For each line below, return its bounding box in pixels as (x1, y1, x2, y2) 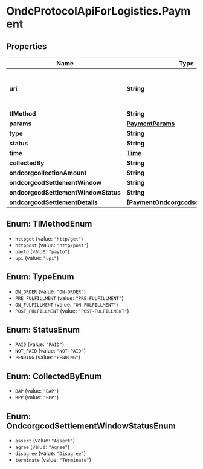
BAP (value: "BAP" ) (14, 387, 59, 394)
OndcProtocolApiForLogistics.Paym (6, 4, 191, 18)
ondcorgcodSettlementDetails (9, 198, 98, 207)
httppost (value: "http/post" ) (14, 241, 89, 248)
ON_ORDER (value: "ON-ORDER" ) (14, 288, 86, 295)
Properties (6, 41, 47, 52)
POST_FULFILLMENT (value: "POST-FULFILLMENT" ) (14, 307, 129, 314)
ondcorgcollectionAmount (9, 168, 87, 177)
